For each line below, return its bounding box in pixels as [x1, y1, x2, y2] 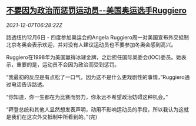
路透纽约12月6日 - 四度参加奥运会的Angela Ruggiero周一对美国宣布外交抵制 [6, 34, 190, 41]
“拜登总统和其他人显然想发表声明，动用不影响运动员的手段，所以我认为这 [6, 105, 184, 113]
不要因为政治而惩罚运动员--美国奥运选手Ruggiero [6, 5, 187, 16]
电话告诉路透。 [11, 81, 48, 88]
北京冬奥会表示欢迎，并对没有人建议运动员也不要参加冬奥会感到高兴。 [6, 41, 177, 48]
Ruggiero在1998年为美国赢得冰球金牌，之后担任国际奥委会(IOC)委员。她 [6, 54, 182, 61]
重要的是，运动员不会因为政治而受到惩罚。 [16, 61, 119, 68]
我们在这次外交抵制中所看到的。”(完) [11, 113, 98, 120]
